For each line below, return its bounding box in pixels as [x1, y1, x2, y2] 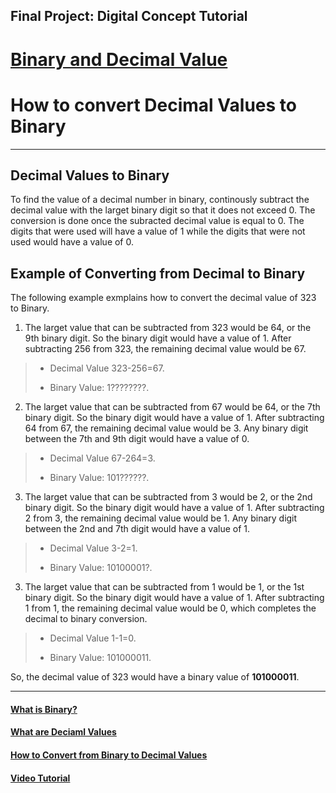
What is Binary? [10, 703, 78, 715]
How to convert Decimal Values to [10, 94, 297, 116]
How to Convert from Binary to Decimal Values [10, 749, 208, 761]
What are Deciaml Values [10, 726, 117, 738]
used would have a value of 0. [10, 236, 134, 248]
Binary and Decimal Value [10, 48, 228, 71]
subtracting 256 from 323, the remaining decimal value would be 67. [24, 343, 307, 355]
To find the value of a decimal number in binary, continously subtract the [10, 194, 310, 206]
